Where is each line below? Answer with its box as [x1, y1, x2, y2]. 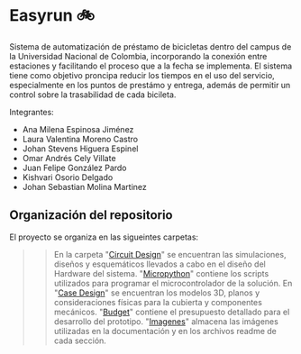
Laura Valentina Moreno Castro [22, 133, 138, 144]
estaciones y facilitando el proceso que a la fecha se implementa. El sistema [9, 60, 293, 71]
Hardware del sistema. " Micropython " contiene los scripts [53, 268, 269, 278]
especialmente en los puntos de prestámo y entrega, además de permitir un [9, 79, 291, 90]
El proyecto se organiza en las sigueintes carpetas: [9, 231, 199, 242]
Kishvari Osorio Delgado [22, 171, 114, 183]
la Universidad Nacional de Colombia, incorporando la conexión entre [9, 50, 268, 61]
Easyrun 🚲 [9, 5, 96, 26]
